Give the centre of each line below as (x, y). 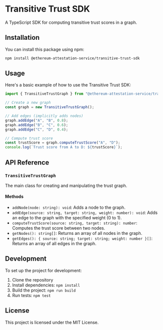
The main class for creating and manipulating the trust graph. (66, 185)
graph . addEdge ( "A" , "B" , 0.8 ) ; (37, 120)
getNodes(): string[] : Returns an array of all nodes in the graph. (77, 233)
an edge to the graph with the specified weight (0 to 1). (67, 218)
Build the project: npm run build (44, 290)
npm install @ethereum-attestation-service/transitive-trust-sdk (72, 58)
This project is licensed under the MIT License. (52, 322)
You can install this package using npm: (45, 49)
